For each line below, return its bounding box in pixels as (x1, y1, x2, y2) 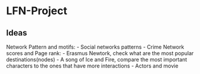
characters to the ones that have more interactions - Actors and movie (6, 62, 179, 69)
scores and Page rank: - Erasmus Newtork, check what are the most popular (6, 50, 194, 57)
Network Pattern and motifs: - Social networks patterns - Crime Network (6, 43, 185, 50)
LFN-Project (6, 4, 67, 18)
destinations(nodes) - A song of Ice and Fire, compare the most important (6, 56, 187, 63)
